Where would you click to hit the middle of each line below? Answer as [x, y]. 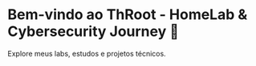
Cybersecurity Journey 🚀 [93, 31]
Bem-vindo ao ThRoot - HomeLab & [128, 15]
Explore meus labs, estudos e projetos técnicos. [87, 53]
